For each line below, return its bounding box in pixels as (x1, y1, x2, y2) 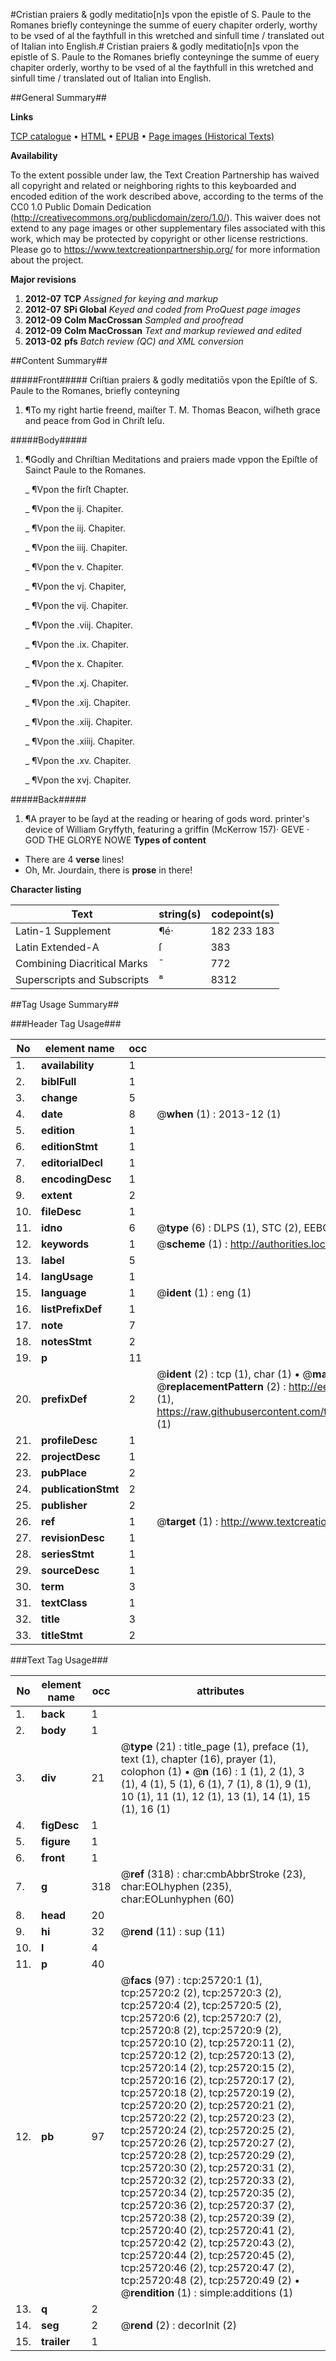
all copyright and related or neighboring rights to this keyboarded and (10, 180, 297, 191)
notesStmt (41, 1335, 92, 1348)
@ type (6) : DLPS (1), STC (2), (156, 1221, 302, 1234)
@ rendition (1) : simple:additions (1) (120, 2286, 294, 2299)
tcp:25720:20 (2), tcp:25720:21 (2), (120, 2099, 295, 2112)
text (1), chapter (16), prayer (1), (120, 1752, 277, 1766)
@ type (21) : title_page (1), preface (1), (120, 1740, 309, 1753)
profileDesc (41, 1434, 98, 1447)
